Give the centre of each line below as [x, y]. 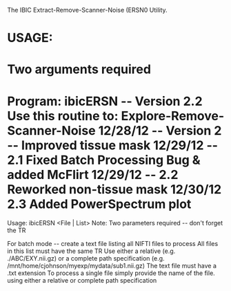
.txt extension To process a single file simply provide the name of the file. [111, 273]
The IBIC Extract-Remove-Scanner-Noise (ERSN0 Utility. [87, 10]
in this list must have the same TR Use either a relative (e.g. [91, 251]
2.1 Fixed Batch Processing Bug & [104, 160]
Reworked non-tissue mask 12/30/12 [114, 189]
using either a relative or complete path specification [82, 281]
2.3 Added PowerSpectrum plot [99, 204]
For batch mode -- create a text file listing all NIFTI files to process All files [113, 244]
